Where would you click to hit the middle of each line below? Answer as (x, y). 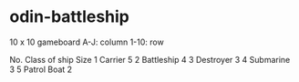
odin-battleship (70, 17)
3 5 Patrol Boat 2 (41, 69)
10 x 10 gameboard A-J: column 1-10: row (87, 42)
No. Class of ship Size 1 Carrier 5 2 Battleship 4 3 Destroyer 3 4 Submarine (150, 59)
